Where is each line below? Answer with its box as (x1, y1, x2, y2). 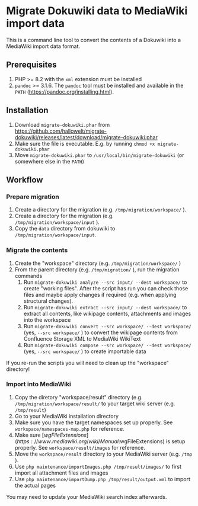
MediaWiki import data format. (6, 43, 81, 50)
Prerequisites (6, 60, 57, 70)
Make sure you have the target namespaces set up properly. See (14, 419, 173, 426)
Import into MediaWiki (6, 380, 71, 389)
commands (14, 272, 43, 279)
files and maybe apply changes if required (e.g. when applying (23, 291, 177, 298)
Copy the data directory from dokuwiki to (14, 225, 116, 232)
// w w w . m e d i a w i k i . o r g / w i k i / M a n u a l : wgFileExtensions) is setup (34, 437, 186, 445)
